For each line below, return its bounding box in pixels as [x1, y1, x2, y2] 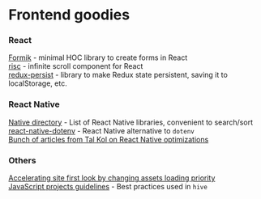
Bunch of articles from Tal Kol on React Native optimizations [8, 134, 209, 144]
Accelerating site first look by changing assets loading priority [8, 173, 216, 183]
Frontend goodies [8, 6, 130, 24]
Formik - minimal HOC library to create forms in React [8, 53, 188, 62]
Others [8, 155, 36, 166]
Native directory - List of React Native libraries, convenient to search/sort [8, 117, 254, 127]
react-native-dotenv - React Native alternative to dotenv [8, 125, 195, 135]
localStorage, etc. [8, 78, 67, 88]
